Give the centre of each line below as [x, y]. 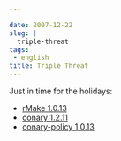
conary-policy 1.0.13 [58, 127]
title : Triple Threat [49, 66]
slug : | [23, 33]
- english [31, 58]
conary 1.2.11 [45, 117]
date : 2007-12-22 [41, 25]
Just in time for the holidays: [61, 91]
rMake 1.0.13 [45, 108]
